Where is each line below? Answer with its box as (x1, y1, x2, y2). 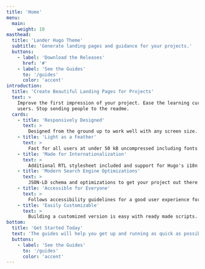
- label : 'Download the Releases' (17, 54, 105, 61)
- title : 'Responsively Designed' (17, 117, 105, 123)
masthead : (6, 32, 32, 38)
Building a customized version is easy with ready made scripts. (28, 213, 198, 220)
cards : (12, 111, 29, 117)
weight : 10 (17, 26, 45, 32)
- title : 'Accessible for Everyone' (17, 185, 111, 191)
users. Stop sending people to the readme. (17, 105, 130, 112)
